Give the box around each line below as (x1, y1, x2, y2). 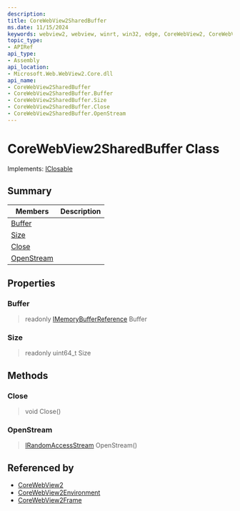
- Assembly (7, 57, 40, 64)
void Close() (24, 408, 61, 416)
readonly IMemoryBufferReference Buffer (24, 315, 148, 323)
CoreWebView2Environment (17, 488, 101, 497)
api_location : (7, 64, 50, 71)
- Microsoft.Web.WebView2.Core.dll (7, 70, 114, 77)
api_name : (7, 76, 37, 84)
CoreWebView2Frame (17, 496, 82, 505)
